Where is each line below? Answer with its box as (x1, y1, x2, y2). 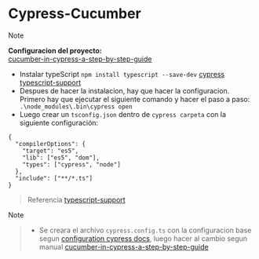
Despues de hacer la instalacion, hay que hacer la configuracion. (19, 86, 230, 95)
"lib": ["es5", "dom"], (22, 154, 100, 162)
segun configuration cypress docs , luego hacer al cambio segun (38, 233, 248, 243)
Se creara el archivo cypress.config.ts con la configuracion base (38, 225, 252, 235)
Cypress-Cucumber (8, 5, 141, 23)
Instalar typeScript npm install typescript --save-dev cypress (19, 69, 225, 78)
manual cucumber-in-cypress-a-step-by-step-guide (38, 242, 210, 251)
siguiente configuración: (19, 118, 99, 127)
